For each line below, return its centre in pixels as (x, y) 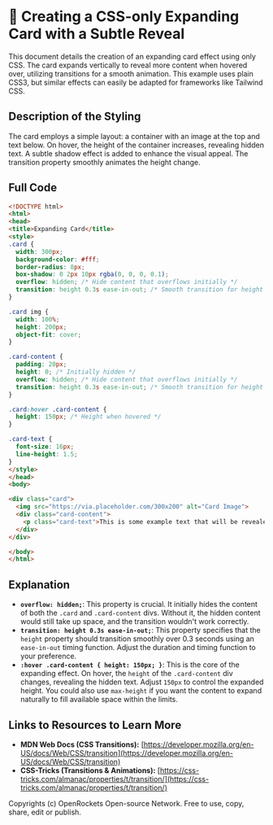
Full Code (33, 188)
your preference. (48, 656)
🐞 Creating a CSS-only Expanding (124, 17)
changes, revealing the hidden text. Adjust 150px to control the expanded (142, 682)
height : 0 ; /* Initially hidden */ (76, 372)
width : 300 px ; (39, 251)
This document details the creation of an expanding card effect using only (132, 56)
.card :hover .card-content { (58, 409)
